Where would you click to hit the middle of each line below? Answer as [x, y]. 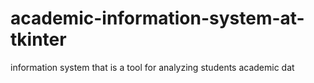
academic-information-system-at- [157, 18]
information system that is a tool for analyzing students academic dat [152, 67]
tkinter [38, 39]
